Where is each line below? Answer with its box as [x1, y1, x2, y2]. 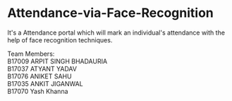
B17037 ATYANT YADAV [7, 64, 78, 73]
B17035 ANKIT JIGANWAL [7, 79, 83, 88]
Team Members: [7, 49, 55, 58]
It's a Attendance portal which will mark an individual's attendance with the [7, 28, 226, 37]
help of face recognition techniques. [7, 35, 113, 44]
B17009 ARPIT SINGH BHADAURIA [7, 57, 108, 65]
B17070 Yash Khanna [7, 87, 68, 95]
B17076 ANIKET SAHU [7, 72, 72, 81]
